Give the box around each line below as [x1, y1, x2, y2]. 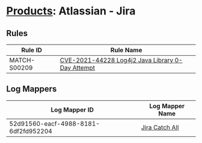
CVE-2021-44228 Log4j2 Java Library [60, 56, 173, 64]
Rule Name [110, 46, 142, 54]
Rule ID [21, 46, 42, 54]
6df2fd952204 [9, 127, 52, 135]
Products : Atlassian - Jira [6, 4, 136, 18]
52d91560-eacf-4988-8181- [9, 119, 100, 127]
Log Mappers [6, 84, 57, 94]
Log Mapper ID [50, 105, 94, 114]
